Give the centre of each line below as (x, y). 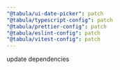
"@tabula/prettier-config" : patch (57, 26)
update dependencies (38, 59)
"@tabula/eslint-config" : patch (53, 33)
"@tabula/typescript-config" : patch (60, 20)
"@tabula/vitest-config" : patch (53, 40)
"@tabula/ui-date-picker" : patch (55, 14)
